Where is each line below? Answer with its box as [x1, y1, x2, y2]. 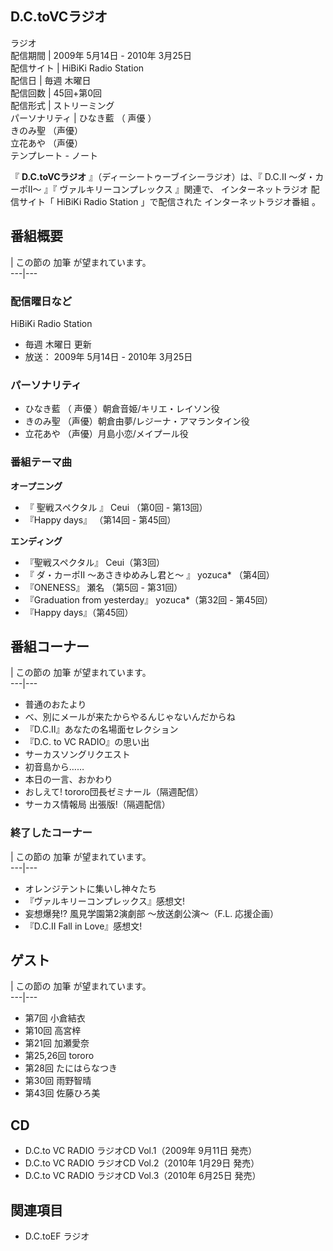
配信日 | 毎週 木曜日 [10, 74, 92, 86]
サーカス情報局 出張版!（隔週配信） [24, 798, 171, 811]
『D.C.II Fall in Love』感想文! [24, 920, 143, 932]
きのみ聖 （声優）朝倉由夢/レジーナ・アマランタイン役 [24, 415, 250, 427]
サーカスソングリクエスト [24, 748, 131, 761]
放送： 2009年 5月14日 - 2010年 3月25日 [24, 350, 193, 362]
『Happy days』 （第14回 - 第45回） [24, 513, 177, 526]
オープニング [10, 480, 63, 492]
